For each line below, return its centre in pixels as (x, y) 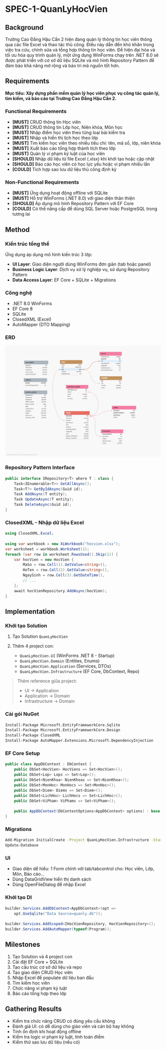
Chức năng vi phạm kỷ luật (40, 988)
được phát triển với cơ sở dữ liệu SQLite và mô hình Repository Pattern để (80, 60)
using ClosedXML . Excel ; (30, 534)
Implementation (30, 611)
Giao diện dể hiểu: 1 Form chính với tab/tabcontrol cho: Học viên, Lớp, (83, 869)
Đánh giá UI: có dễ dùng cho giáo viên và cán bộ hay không (73, 1026)
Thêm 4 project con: (33, 646)
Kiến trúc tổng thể (27, 244)
